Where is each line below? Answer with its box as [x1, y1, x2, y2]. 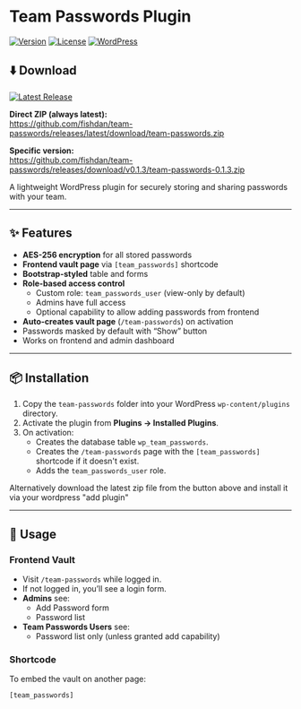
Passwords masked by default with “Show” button [21, 325, 208, 336]
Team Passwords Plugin [9, 6, 192, 27]
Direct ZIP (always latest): [9, 108, 107, 119]
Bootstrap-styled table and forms [21, 268, 149, 279]
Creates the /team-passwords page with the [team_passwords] [35, 446, 261, 457]
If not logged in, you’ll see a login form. [21, 584, 168, 594]
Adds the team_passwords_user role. [35, 465, 167, 476]
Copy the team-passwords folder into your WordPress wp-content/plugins [21, 399, 290, 410]
